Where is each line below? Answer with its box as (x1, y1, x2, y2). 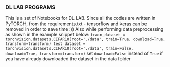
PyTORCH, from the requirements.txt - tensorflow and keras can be (5, 20, 147, 27)
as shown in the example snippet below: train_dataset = (5, 32, 125, 38)
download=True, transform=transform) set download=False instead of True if (5, 50, 163, 57)
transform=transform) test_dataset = (5, 41, 86, 47)
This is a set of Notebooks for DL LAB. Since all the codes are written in (5, 15, 156, 21)
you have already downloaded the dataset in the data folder (5, 56, 131, 62)
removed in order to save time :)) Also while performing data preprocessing (5, 26, 164, 32)
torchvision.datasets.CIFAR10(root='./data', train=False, (5, 46, 134, 51)
